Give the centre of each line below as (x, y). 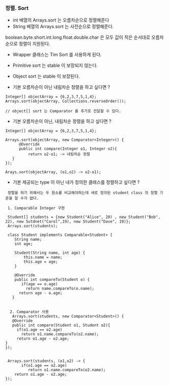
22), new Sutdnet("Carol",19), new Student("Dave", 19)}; (68, 222)
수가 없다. (30, 198)
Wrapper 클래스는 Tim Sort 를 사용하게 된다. (57, 55)
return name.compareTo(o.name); (60, 289)
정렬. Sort (17, 8)
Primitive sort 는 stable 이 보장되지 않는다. (55, 65)
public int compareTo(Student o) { (52, 280)
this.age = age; (41, 262)
